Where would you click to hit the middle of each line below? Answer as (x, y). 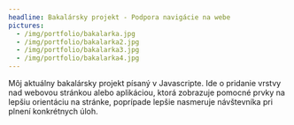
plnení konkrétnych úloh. (53, 111)
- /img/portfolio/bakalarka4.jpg (78, 58)
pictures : (27, 26)
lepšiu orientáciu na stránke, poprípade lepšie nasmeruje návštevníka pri (141, 102)
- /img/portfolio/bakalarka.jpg (76, 33)
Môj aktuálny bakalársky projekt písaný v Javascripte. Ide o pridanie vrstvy (145, 83)
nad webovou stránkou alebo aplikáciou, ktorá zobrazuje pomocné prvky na (147, 92)
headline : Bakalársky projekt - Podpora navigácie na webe (120, 17)
